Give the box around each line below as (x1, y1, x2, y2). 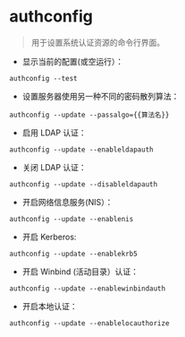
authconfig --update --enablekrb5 (9, 249, 139, 258)
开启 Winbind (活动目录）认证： (21, 266, 139, 277)
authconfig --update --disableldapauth (9, 179, 158, 189)
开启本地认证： (21, 300, 78, 311)
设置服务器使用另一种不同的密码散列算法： (21, 91, 180, 101)
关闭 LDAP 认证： (21, 161, 87, 172)
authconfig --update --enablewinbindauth (9, 284, 166, 293)
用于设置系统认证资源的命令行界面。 (30, 37, 165, 48)
